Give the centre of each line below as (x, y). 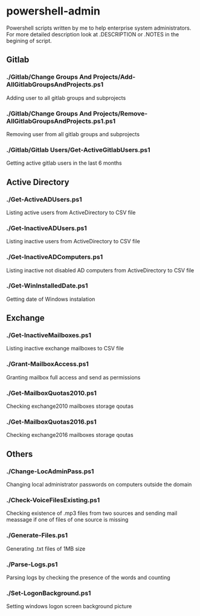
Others (20, 454)
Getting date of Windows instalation (51, 299)
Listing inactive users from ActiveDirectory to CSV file (73, 241)
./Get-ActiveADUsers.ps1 (44, 199)
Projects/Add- (114, 77)
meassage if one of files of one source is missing (67, 520)
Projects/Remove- (120, 113)
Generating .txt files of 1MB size (46, 548)
